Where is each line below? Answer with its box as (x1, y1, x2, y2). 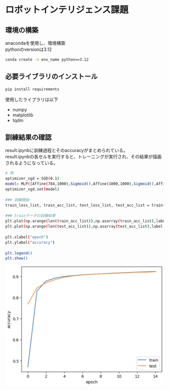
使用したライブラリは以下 (5, 96, 58, 102)
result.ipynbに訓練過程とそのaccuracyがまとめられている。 (5, 147, 128, 153)
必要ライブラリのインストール (5, 72, 98, 81)
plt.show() (5, 256, 28, 261)
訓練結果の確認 (5, 133, 52, 141)
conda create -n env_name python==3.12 (5, 57, 89, 62)
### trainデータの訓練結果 (5, 213, 56, 218)
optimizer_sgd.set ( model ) (5, 187, 59, 192)
